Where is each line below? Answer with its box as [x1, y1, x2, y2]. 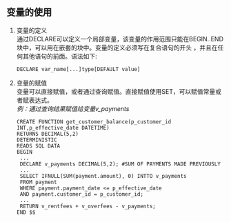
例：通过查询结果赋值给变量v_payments [16, 104, 130, 112]
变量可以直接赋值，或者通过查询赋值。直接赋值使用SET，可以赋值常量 [16, 87, 216, 95]
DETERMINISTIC [16, 137, 57, 143]
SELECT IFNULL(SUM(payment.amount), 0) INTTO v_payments [19, 172, 187, 179]
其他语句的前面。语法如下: [22, 52, 97, 60]
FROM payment [19, 179, 57, 185]
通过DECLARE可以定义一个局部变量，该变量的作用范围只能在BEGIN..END [16, 34, 224, 43]
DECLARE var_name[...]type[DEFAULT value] [16, 65, 141, 72]
